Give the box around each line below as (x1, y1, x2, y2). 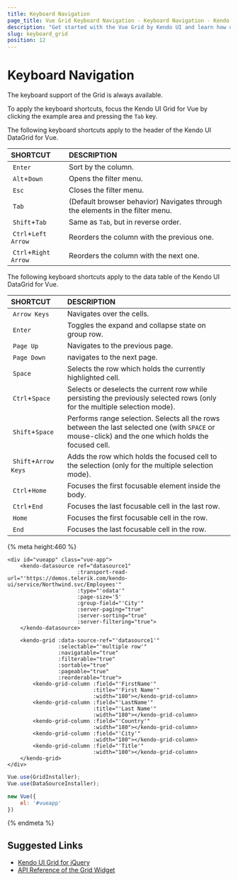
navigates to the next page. (67, 353, 158, 362)
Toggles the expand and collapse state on (67, 321, 207, 331)
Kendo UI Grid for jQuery (17, 858, 91, 867)
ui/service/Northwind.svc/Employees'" (7, 581, 122, 589)
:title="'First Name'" (93, 687, 160, 694)
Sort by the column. (68, 162, 135, 172)
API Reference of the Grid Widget (17, 866, 115, 875)
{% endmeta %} (7, 819, 55, 827)
